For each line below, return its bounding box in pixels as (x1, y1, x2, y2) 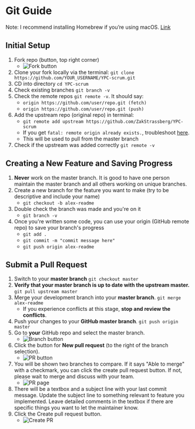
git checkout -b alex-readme (22, 200, 95, 206)
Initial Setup (5, 41, 51, 51)
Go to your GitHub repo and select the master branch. (14, 329, 145, 336)
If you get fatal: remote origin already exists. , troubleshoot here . (22, 129, 190, 136)
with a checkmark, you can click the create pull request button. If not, (14, 367, 183, 374)
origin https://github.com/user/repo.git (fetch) (22, 100, 147, 106)
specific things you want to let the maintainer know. (14, 404, 139, 411)
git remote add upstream (22, 119, 84, 125)
